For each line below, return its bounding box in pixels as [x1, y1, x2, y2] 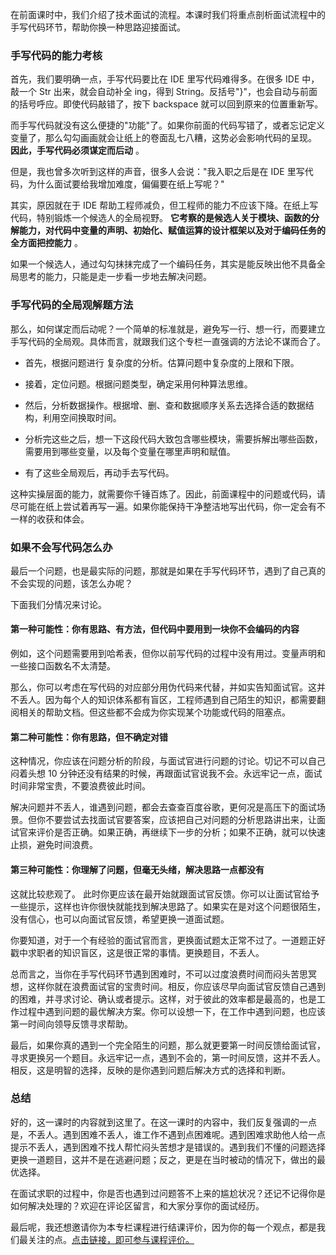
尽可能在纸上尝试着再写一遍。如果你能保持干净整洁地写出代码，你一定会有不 [10, 500, 326, 512]
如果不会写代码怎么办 [10, 540, 113, 554]
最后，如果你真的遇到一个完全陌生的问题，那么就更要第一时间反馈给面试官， [10, 1039, 326, 1051]
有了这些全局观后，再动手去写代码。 [24, 466, 175, 478]
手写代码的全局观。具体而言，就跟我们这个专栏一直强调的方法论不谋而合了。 [10, 335, 326, 347]
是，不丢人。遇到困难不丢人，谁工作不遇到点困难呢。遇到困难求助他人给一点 [10, 1128, 326, 1140]
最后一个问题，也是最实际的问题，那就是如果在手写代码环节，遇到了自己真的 [10, 564, 326, 577]
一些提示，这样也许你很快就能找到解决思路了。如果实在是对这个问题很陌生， [10, 900, 326, 912]
